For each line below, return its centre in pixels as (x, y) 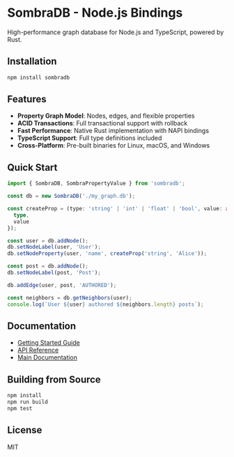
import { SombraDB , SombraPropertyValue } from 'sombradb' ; (96, 184)
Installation (32, 62)
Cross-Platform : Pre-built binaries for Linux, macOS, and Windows (114, 146)
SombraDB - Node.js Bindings (95, 13)
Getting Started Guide (48, 343)
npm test (20, 408)
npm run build (28, 402)
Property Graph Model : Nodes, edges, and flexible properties (106, 116)
